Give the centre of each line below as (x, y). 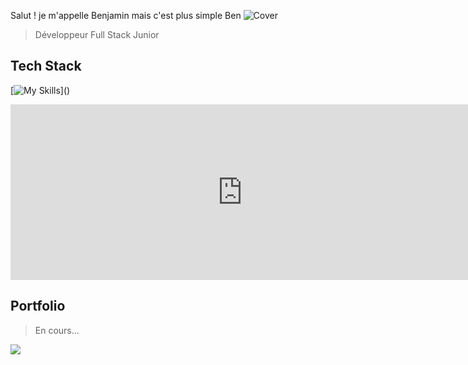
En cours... (57, 330)
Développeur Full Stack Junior (97, 34)
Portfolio (38, 306)
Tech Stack (46, 66)
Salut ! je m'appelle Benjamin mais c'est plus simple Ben (126, 15)
